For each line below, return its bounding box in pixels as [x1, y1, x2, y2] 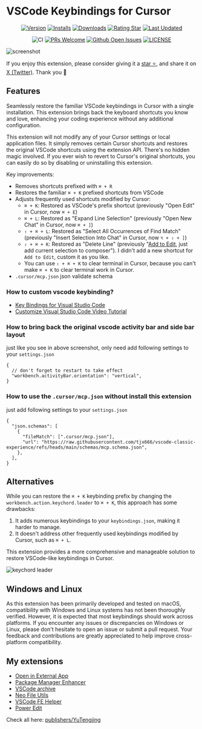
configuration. [6, 121, 41, 128]
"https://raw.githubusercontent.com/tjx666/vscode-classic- [41, 439, 197, 445]
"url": [22, 439, 39, 445]
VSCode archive [15, 685, 56, 693]
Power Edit [15, 704, 42, 712]
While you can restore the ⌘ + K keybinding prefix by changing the [6, 492, 172, 500]
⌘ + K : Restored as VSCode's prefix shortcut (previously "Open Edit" [24, 202, 195, 209]
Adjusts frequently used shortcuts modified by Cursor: [15, 195, 151, 202]
